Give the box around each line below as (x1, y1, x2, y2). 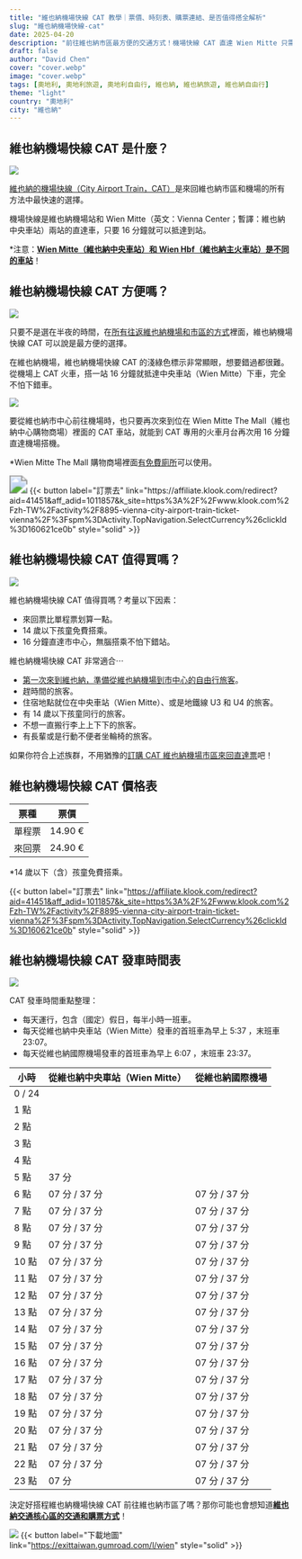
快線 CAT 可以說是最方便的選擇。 (9, 337, 132, 348)
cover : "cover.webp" (9, 64, 87, 73)
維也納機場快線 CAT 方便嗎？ (9, 284, 169, 300)
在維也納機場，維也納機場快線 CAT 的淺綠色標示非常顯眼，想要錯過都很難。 (9, 356, 289, 367)
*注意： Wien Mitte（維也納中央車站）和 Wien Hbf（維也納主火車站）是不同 (9, 244, 289, 255)
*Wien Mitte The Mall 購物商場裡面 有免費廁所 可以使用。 (9, 456, 218, 468)
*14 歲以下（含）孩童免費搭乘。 (9, 866, 128, 877)
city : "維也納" (9, 105, 62, 114)
